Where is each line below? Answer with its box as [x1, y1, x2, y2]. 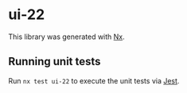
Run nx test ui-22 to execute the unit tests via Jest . [8, 76, 180, 85]
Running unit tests [8, 55, 101, 68]
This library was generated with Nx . [8, 32, 125, 41]
